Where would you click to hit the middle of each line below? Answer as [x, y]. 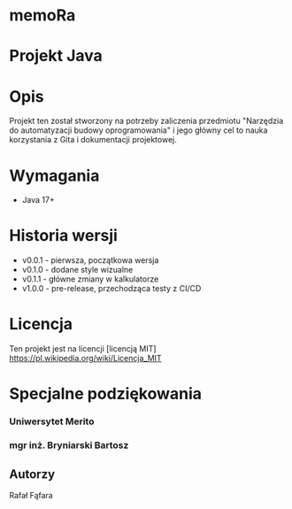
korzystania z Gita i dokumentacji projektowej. [93, 140]
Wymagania [54, 176]
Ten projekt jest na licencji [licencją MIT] [83, 349]
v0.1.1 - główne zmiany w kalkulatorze [90, 279]
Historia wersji [63, 236]
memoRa [42, 15]
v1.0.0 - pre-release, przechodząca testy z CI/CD [111, 289]
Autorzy [32, 474]
